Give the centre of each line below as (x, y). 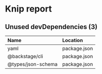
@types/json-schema (33, 64)
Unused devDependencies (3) (51, 27)
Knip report (28, 9)
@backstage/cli (25, 56)
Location (73, 40)
